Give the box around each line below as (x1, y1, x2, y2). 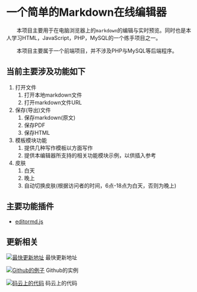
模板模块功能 (14, 137, 47, 144)
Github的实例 (46, 267, 79, 274)
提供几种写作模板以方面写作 (23, 144, 93, 151)
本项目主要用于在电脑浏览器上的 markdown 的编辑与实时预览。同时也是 (16, 27, 186, 34)
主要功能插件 (6, 201, 54, 212)
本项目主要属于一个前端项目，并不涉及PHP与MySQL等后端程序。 (16, 47, 178, 54)
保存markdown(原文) (23, 114, 76, 121)
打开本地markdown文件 (23, 91, 83, 99)
